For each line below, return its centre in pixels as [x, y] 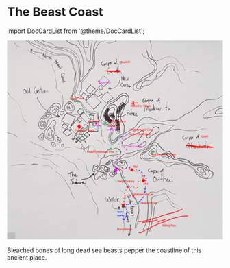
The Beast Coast [55, 12]
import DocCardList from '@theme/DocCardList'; [76, 31]
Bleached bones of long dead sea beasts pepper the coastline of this [104, 250]
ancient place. [27, 257]
